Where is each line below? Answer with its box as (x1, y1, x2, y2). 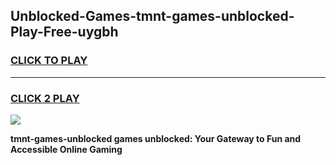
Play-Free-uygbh (10, 24, 119, 41)
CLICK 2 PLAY (10, 91, 80, 105)
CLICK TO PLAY (10, 54, 88, 68)
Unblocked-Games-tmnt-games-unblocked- (10, 8, 295, 25)
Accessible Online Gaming (10, 143, 123, 155)
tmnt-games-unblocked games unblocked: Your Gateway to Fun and (10, 132, 302, 144)
